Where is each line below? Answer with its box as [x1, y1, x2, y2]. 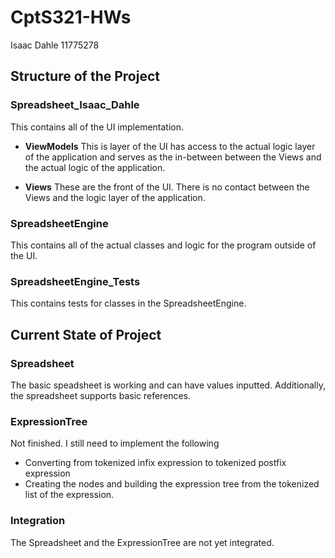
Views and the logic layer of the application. [24, 191, 206, 203]
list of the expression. [24, 489, 115, 501]
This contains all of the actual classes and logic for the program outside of [10, 239, 317, 251]
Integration [10, 514, 66, 528]
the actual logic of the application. [24, 161, 166, 173]
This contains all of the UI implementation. [10, 121, 185, 133]
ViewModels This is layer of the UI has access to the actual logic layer [24, 140, 316, 152]
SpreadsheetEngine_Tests [10, 274, 141, 288]
